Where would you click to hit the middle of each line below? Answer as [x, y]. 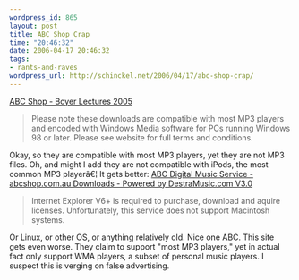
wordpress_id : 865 [43, 17]
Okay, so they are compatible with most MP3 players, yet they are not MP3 [147, 155]
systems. [48, 219]
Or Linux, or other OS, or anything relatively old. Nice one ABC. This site [142, 237]
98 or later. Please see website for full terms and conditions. [142, 137]
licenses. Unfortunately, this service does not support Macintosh [150, 210]
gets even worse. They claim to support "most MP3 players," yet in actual [145, 246]
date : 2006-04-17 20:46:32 [60, 51]
